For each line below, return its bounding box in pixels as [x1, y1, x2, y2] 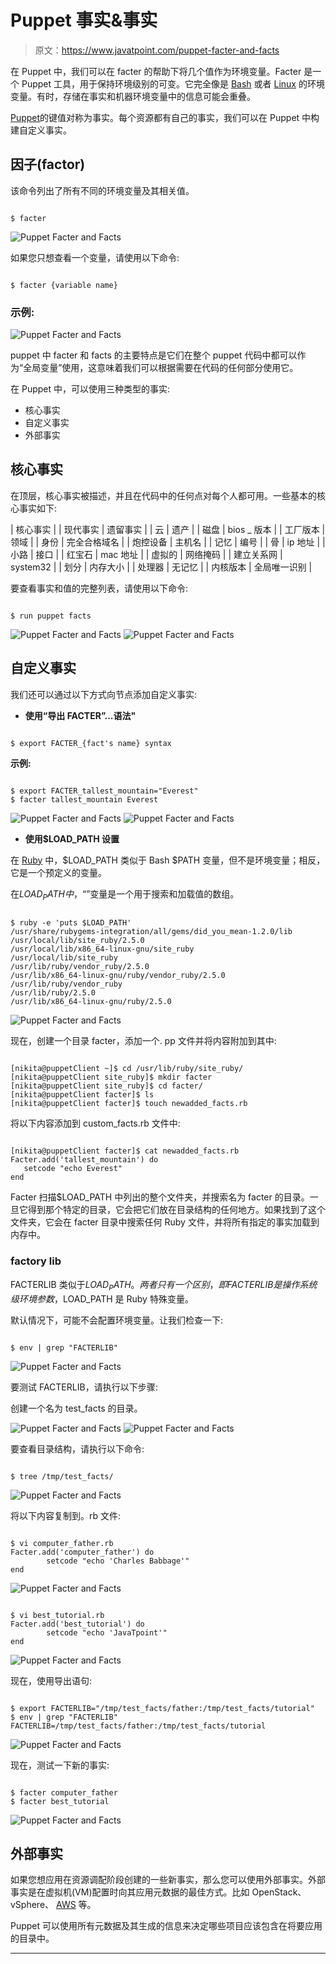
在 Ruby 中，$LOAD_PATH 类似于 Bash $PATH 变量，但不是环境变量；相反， [10, 854, 326, 866]
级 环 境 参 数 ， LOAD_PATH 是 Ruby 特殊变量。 [10, 1292, 194, 1305]
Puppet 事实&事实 [10, 9, 158, 32]
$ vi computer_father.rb [10, 1538, 114, 1548]
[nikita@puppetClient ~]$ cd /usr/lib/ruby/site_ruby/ [10, 1064, 244, 1074]
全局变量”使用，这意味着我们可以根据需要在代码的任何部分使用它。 [23, 362, 299, 374]
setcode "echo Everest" [23, 1164, 123, 1174]
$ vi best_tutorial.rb [10, 1610, 105, 1620]
